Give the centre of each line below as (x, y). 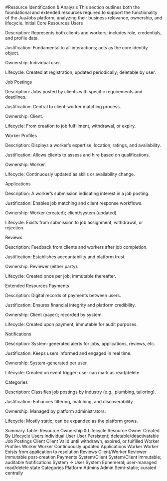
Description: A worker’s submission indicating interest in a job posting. (77, 193)
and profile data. (22, 38)
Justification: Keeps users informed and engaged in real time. (68, 353)
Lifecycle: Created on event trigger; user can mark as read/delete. (73, 373)
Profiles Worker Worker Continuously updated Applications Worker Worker (82, 446)
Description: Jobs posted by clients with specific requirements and (74, 91)
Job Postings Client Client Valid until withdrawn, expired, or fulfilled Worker (82, 441)
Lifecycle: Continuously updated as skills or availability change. (70, 174)
